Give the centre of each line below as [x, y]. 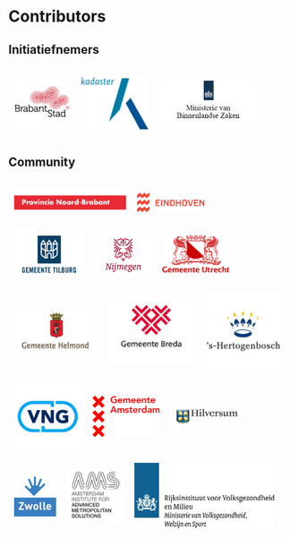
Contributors [57, 17]
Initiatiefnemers [54, 50]
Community [42, 162]
